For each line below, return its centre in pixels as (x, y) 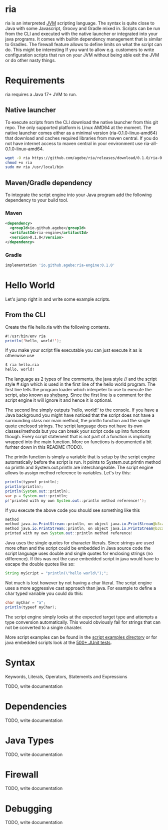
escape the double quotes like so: (40, 564)
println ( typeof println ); (32, 482)
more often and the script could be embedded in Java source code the (78, 548)
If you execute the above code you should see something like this (72, 510)
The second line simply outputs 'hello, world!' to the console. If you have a (82, 410)
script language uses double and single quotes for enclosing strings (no (79, 553)
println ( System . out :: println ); (38, 491)
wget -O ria (17, 158)
